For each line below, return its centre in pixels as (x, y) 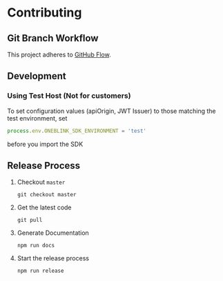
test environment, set (37, 118)
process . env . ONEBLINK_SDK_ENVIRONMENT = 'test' (77, 131)
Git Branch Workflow (53, 38)
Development (37, 76)
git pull (30, 220)
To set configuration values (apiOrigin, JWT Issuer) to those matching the (111, 111)
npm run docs (36, 246)
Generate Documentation (53, 233)
